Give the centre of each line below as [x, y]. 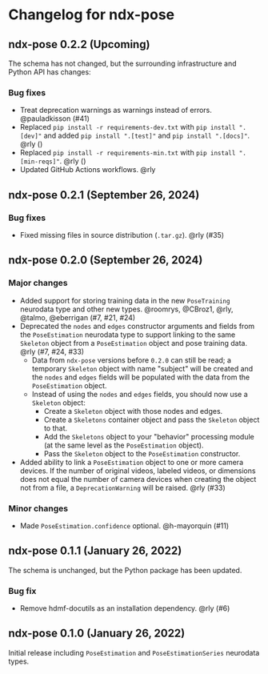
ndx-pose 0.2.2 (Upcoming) [79, 44]
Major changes [38, 283]
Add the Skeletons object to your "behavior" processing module [149, 436]
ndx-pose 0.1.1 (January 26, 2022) [95, 551]
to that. [56, 428]
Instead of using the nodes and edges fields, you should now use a [140, 394]
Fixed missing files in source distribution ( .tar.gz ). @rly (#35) [122, 235]
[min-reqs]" [40, 162]
